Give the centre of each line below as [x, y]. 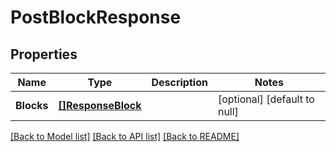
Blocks [32, 105]
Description [179, 82]
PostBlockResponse [96, 17]
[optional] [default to [266, 99]
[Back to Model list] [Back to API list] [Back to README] [125, 136]
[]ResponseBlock [100, 105]
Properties [44, 54]
